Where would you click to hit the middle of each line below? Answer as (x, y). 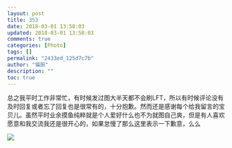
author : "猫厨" (28, 65)
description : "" (30, 71)
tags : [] (20, 52)
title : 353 (23, 20)
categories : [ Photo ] (37, 45)
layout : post (26, 13)
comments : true (29, 39)
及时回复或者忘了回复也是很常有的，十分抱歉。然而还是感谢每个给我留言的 (113, 107)
